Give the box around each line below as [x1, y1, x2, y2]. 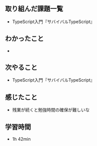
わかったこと [5, 34, 44, 43]
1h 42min [12, 136, 31, 142]
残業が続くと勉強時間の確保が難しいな [12, 107, 90, 113]
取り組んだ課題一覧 [5, 4, 63, 13]
